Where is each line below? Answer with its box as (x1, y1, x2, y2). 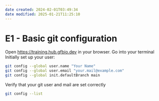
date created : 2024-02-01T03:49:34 (5, 7, 78, 12)
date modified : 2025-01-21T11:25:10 (5, 12, 80, 17)
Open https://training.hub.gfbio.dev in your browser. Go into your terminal (5, 49, 155, 55)
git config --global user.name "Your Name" (5, 64, 96, 69)
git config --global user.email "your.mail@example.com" (5, 68, 125, 74)
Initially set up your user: (5, 54, 55, 60)
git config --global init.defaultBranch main (5, 73, 100, 78)
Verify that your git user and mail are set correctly (5, 82, 106, 88)
